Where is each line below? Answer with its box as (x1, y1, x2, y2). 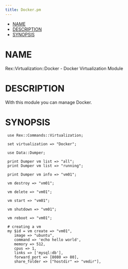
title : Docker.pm (5, 7, 41, 12)
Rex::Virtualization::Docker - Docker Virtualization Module (5, 65, 124, 71)
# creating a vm (7, 224, 41, 229)
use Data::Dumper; (7, 150, 46, 156)
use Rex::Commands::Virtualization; (7, 133, 84, 138)
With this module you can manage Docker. (5, 99, 92, 105)
